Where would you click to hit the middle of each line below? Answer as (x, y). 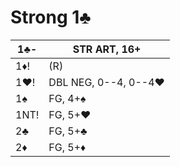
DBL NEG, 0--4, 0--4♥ (106, 82)
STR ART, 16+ (107, 49)
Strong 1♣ (51, 17)
